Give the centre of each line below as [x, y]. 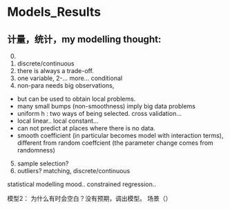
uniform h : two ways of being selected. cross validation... [99, 113]
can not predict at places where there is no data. [86, 128]
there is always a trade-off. [56, 71]
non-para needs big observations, [66, 86]
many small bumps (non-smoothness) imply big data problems [106, 106]
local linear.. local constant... [58, 121]
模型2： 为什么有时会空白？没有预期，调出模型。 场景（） [89, 198]
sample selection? [43, 163]
